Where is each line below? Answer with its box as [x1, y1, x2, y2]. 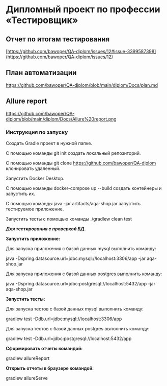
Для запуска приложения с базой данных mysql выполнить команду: [6, 245, 156, 251]
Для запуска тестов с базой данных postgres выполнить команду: [6, 325, 150, 331]
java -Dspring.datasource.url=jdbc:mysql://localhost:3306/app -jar [6, 255, 146, 261]
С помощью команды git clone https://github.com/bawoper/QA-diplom [6, 160, 156, 166]
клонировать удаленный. [6, 165, 61, 172]
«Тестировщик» [6, 14, 78, 26]
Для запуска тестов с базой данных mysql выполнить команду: [6, 305, 144, 312]
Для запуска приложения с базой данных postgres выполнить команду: [6, 271, 162, 277]
